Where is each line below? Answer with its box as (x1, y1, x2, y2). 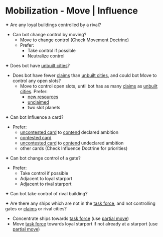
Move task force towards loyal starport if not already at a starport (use (12, 220, 158, 226)
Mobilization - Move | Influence (5, 5, 138, 17)
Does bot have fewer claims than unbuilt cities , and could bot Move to (12, 72, 157, 78)
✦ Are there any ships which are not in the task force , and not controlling (5, 200, 155, 206)
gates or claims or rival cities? (5, 205, 67, 211)
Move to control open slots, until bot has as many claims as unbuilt (20, 83, 158, 89)
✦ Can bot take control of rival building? (5, 190, 88, 196)
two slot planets (27, 104, 61, 110)
